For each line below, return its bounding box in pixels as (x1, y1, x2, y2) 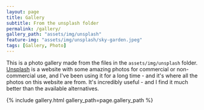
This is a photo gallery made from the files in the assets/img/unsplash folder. (6, 59, 198, 66)
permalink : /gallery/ (6, 25, 61, 32)
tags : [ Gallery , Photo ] (6, 43, 67, 49)
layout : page (6, 8, 39, 15)
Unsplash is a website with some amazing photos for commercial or (6, 65, 176, 73)
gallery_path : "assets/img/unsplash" (6, 31, 102, 37)
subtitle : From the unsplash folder (6, 20, 99, 26)
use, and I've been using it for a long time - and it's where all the (36, 72, 198, 79)
